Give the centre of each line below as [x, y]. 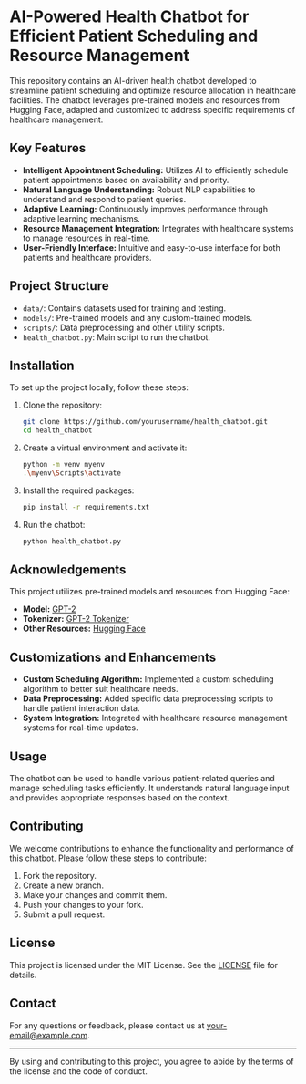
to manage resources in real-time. [86, 238]
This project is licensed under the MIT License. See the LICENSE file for [144, 965]
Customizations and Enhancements [113, 657]
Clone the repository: [62, 405]
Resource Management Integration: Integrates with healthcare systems [158, 228]
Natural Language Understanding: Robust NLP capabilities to [139, 190]
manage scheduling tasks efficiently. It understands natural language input [149, 788]
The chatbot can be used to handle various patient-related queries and [142, 779]
